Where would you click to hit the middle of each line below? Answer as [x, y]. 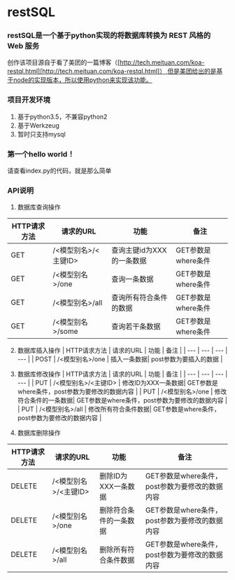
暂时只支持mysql [42, 134]
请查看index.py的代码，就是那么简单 [59, 171]
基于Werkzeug [38, 125]
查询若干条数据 [136, 327]
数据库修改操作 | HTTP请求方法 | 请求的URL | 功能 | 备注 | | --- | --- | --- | [122, 374]
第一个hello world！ [41, 154]
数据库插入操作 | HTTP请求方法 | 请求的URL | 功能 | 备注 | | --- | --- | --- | [122, 351]
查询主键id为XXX [139, 250]
